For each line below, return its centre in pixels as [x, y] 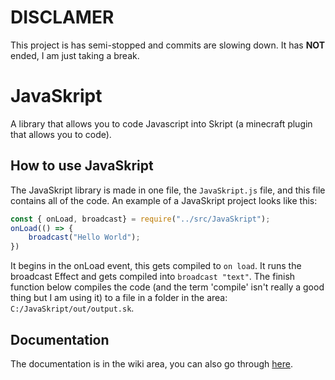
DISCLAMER [62, 17]
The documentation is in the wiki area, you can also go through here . [151, 364]
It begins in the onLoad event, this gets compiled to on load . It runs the [156, 266]
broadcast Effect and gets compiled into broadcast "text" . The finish [153, 277]
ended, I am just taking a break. [75, 55]
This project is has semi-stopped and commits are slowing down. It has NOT [167, 45]
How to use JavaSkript [82, 166]
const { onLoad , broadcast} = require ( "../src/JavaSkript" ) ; [140, 219]
